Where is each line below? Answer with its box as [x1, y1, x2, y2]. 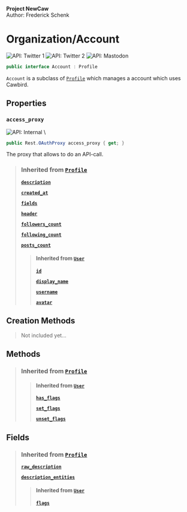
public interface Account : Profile [6, 63, 98, 69]
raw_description [20, 463, 62, 469]
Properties [6, 98, 47, 108]
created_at [20, 190, 49, 196]
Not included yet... [20, 332, 67, 339]
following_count [20, 232, 62, 238]
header [20, 211, 38, 217]
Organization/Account [6, 32, 120, 46]
